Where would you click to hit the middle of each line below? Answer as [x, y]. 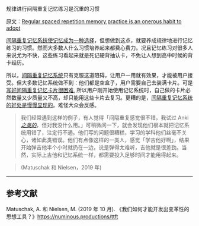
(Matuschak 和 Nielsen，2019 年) [61, 167]
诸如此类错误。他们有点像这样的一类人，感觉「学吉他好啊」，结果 [110, 140]
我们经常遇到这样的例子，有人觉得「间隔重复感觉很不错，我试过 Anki [105, 117]
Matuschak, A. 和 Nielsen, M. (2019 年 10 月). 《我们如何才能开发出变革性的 [98, 209]
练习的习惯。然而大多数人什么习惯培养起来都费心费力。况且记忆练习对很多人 [99, 48]
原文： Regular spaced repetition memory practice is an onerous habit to [94, 21]
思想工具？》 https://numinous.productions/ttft [62, 216]
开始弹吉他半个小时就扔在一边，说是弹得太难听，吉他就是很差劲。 [101, 147]
